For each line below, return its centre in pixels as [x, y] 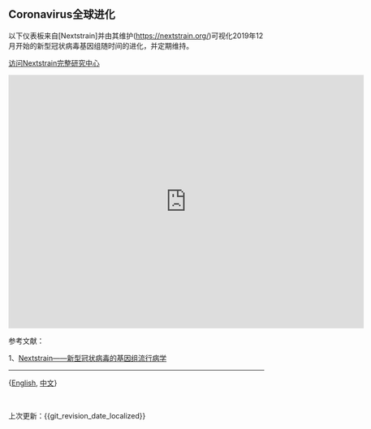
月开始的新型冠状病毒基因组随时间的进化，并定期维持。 [101, 45]
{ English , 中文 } [33, 383]
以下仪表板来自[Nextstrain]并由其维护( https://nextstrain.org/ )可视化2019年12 [136, 36]
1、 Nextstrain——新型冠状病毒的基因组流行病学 [88, 358]
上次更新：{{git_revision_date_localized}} [77, 415]
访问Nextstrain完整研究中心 [54, 62]
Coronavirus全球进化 [62, 15]
